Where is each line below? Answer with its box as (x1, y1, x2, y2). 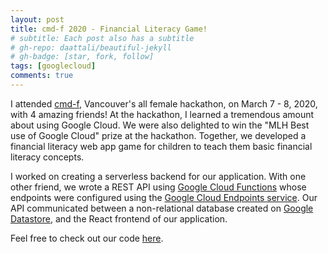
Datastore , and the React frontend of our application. (10, 212, 228, 225)
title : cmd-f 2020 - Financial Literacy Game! (10, 24, 208, 34)
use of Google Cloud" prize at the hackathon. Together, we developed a (10, 129, 307, 141)
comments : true (10, 71, 74, 81)
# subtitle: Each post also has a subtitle (10, 33, 195, 43)
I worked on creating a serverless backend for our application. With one (10, 170, 307, 182)
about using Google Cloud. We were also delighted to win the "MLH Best (10, 119, 310, 131)
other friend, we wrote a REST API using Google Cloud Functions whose (10, 181, 307, 193)
